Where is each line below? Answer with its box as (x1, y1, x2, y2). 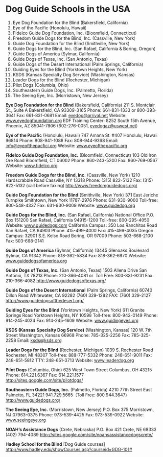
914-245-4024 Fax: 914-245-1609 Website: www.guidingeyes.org (5, 317, 139, 323)
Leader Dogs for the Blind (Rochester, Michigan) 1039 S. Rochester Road (5, 347, 154, 353)
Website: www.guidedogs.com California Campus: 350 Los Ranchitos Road (5, 222, 157, 228)
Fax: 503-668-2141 (5, 238, 44, 243)
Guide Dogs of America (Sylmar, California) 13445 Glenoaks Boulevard (5, 247, 149, 253)
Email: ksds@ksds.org (17, 337, 62, 343)
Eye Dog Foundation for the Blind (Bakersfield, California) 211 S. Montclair (5, 102, 155, 108)
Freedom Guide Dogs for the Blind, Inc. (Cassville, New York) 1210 (5, 172, 140, 178)
